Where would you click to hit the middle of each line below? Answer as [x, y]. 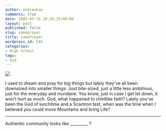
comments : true [21, 14]
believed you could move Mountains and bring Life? [58, 109]
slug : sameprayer [23, 33]
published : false [23, 28]
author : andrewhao [24, 10]
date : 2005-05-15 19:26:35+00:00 [40, 19]
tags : [11, 55]
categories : [17, 46]
